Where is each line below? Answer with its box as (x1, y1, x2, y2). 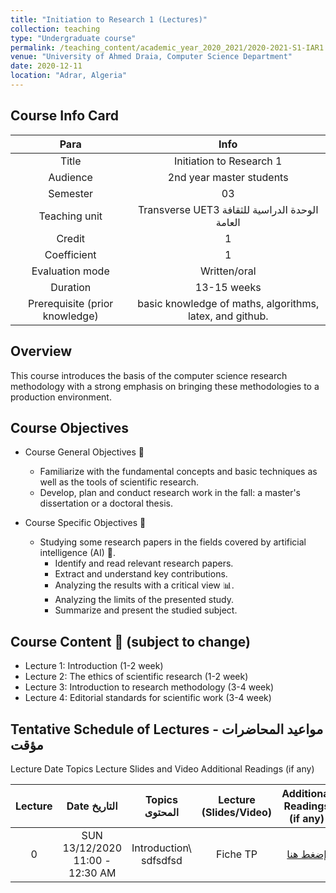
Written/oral (199, 264, 257, 278)
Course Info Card (10, 107, 120, 125)
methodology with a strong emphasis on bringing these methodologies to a (10, 380, 320, 392)
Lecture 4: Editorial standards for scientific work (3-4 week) (24, 692, 272, 704)
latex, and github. (187, 309, 269, 323)
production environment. (10, 391, 112, 403)
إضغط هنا (286, 847, 327, 861)
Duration (50, 280, 92, 294)
